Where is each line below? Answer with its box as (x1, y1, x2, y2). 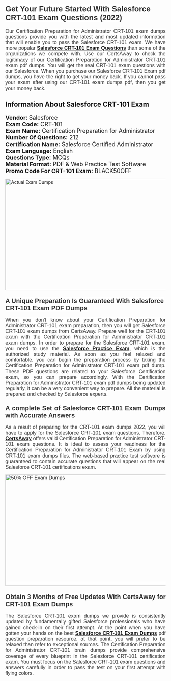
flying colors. (5, 670, 34, 676)
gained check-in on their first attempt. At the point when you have (5, 624, 166, 630)
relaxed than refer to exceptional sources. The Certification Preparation (5, 641, 166, 647)
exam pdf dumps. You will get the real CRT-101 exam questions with (5, 62, 166, 68)
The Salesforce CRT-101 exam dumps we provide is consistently (5, 613, 166, 619)
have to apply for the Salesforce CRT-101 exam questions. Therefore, (5, 430, 166, 436)
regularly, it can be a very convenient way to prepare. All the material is (5, 386, 166, 392)
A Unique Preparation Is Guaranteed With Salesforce (5, 297, 164, 304)
